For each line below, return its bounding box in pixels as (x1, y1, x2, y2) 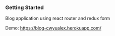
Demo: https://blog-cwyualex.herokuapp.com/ (5, 25, 102, 31)
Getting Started (5, 4, 44, 11)
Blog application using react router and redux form (5, 15, 110, 21)
